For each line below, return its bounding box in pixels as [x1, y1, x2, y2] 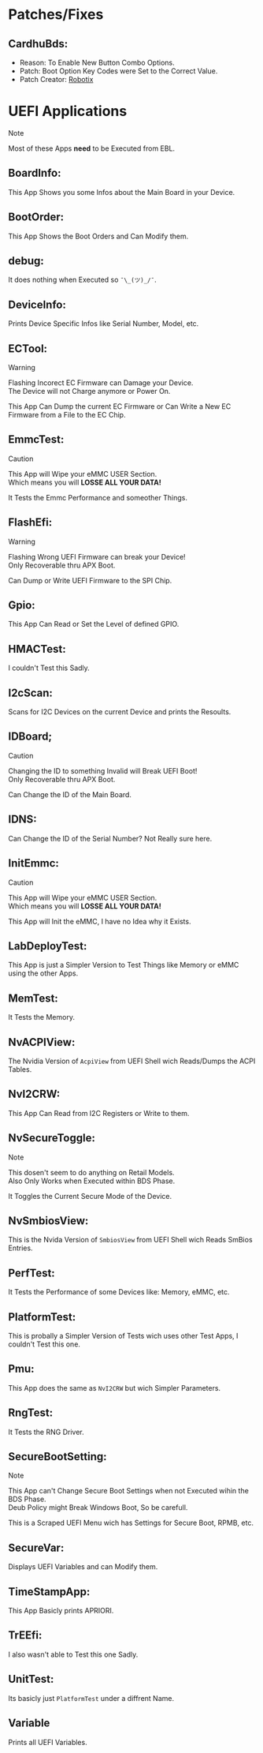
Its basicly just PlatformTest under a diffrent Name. [8, 1693, 175, 1702]
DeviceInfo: [8, 298, 67, 311]
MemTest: [8, 991, 59, 1005]
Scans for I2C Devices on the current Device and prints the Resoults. [8, 707, 232, 717]
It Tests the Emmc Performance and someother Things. [8, 493, 187, 502]
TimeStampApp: [8, 1585, 91, 1598]
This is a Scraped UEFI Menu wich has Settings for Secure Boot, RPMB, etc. [8, 1518, 254, 1528]
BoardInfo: [8, 167, 61, 180]
